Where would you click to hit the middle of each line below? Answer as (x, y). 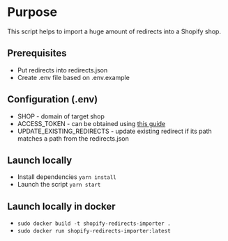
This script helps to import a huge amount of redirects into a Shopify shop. (114, 31)
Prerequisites (37, 53)
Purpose (32, 12)
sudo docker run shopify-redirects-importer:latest (94, 231)
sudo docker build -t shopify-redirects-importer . (94, 224)
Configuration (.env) (53, 99)
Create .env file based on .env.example (74, 77)
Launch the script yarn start (59, 185)
